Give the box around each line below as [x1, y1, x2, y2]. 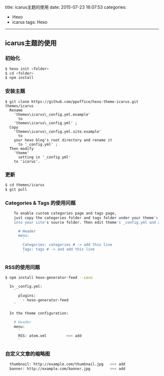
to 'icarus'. [14, 159, 41, 164]
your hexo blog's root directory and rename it [14, 138, 112, 142]
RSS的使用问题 [5, 264, 40, 271]
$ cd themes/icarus [5, 182, 45, 187]
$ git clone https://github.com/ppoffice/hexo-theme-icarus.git [5, 99, 139, 104]
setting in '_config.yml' [18, 155, 71, 159]
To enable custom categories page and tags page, [14, 211, 117, 216]
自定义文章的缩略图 [5, 350, 50, 357]
